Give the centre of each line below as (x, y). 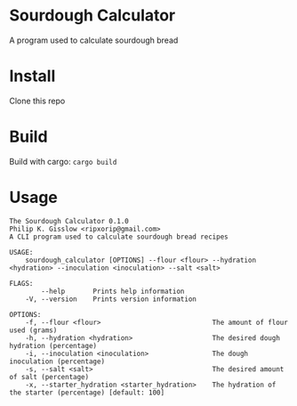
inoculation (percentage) (57, 361)
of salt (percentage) (49, 377)
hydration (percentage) (53, 345)
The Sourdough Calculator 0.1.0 (69, 221)
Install (32, 76)
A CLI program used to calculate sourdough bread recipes (119, 237)
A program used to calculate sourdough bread (94, 40)
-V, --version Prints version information (111, 299)
